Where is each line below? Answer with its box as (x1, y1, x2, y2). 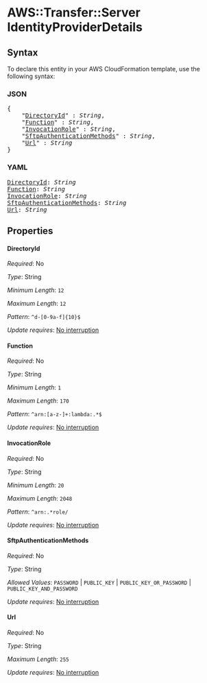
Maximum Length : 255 (7, 655, 70, 663)
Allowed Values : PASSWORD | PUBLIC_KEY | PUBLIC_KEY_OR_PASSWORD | (7, 578, 192, 586)
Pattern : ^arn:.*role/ (7, 507, 69, 516)
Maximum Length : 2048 (7, 494, 73, 502)
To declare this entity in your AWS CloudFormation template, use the (7, 65, 200, 73)
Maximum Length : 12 (7, 300, 66, 308)
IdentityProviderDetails (7, 19, 143, 35)
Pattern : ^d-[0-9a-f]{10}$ (7, 313, 81, 321)
